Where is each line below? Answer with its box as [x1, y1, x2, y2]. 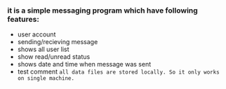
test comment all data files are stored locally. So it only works [17, 67, 220, 76]
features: [7, 14, 40, 24]
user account [17, 30, 56, 39]
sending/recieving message [17, 38, 98, 46]
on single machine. [17, 75, 75, 82]
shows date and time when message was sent [17, 60, 152, 69]
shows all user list [17, 45, 69, 54]
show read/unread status [17, 53, 91, 61]
